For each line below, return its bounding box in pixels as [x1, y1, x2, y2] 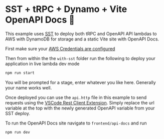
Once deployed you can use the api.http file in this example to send [5, 94, 147, 100]
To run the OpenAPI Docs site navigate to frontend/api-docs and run [5, 120, 147, 126]
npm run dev [5, 129, 30, 134]
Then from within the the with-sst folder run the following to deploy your [5, 55, 155, 61]
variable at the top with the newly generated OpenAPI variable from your [5, 105, 155, 111]
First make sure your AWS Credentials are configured [5, 45, 115, 51]
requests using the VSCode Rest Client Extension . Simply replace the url [5, 99, 154, 105]
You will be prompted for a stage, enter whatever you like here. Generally [5, 79, 156, 85]
